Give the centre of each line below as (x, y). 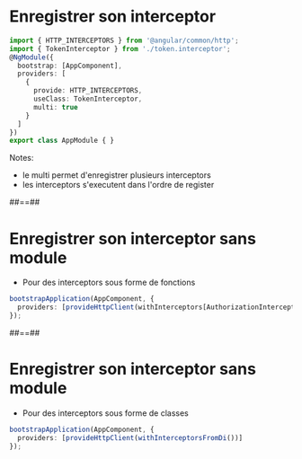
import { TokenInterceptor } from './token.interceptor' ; (120, 49)
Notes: (22, 158)
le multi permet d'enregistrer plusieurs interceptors (116, 175)
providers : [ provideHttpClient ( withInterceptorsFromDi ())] (130, 437)
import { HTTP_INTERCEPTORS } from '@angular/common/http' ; (124, 40)
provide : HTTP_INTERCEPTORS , (88, 91)
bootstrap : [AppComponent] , (70, 66)
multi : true (55, 107)
